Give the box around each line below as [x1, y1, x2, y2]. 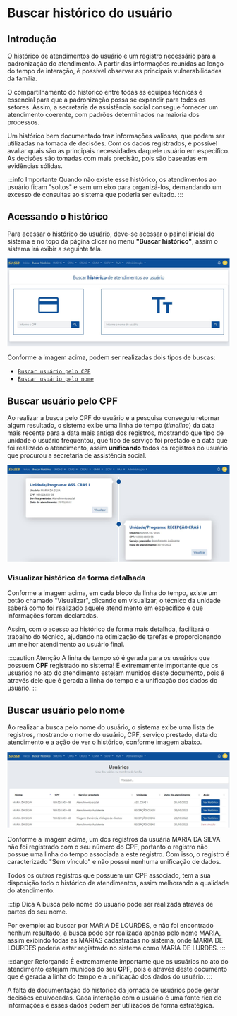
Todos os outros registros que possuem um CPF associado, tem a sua [7, 871, 211, 880]
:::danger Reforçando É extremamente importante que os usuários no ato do [7, 957, 229, 965]
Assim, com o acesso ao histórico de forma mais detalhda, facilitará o [7, 625, 209, 633]
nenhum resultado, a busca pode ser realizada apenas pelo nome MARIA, [7, 928, 221, 937]
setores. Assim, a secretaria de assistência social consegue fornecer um [7, 103, 219, 111]
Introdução [7, 33, 57, 45]
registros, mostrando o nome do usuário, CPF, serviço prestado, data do [7, 731, 218, 739]
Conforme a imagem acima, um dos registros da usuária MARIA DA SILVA [7, 835, 221, 843]
